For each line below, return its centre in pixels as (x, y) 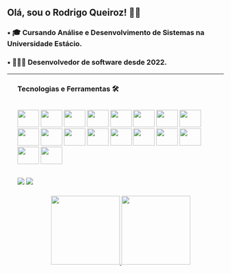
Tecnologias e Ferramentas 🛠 (68, 89)
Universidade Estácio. (45, 44)
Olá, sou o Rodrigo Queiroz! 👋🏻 (74, 13)
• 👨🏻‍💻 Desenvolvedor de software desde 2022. (87, 63)
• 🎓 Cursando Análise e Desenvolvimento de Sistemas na (106, 33)
